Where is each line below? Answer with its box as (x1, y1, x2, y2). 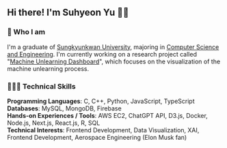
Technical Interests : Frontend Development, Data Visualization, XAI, (7, 125, 200, 134)
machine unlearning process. (7, 64, 90, 72)
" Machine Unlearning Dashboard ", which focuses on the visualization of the (7, 57, 221, 65)
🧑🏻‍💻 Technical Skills (7, 81, 77, 91)
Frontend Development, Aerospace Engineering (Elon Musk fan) (7, 133, 187, 141)
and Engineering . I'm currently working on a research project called (7, 50, 197, 58)
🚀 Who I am (7, 27, 46, 37)
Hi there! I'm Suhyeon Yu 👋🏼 (7, 7, 129, 18)
